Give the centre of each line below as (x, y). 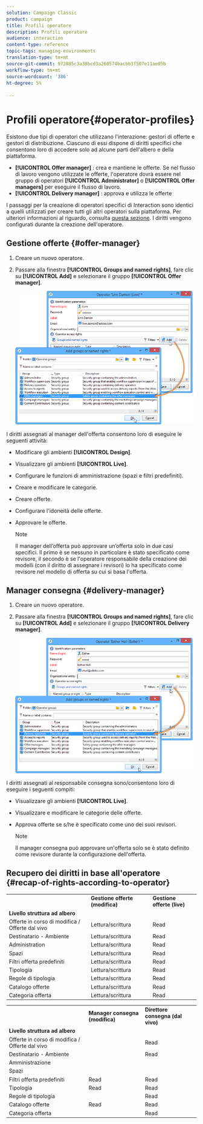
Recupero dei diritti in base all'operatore (83, 873)
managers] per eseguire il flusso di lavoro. (68, 187)
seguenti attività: (27, 440)
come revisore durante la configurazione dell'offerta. (81, 854)
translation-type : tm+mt (37, 57)
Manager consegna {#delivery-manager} (85, 590)
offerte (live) (169, 905)
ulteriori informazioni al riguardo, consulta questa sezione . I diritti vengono (99, 218)
